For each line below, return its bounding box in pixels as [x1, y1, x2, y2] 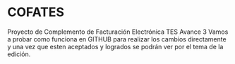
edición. [7, 50, 31, 58]
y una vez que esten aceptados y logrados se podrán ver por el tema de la [7, 42, 224, 51]
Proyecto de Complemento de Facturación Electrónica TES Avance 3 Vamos [7, 27, 229, 36]
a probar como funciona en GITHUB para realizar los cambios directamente [7, 34, 227, 43]
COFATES [7, 4, 65, 20]
